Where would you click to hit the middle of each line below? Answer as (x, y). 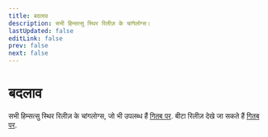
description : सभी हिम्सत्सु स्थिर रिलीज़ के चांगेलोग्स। (80, 23)
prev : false (28, 46)
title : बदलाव (28, 16)
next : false (28, 53)
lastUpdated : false (41, 31)
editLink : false (36, 38)
